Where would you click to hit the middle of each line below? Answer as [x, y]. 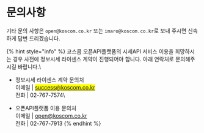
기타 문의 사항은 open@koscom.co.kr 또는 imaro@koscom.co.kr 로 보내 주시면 [97, 31]
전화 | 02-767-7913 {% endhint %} [58, 123]
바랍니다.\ [29, 66]
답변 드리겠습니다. [39, 38]
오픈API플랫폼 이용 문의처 [46, 108]
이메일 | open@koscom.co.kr [51, 116]
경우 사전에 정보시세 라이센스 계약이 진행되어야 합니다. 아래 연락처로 [93, 59]
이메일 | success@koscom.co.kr [55, 87]
